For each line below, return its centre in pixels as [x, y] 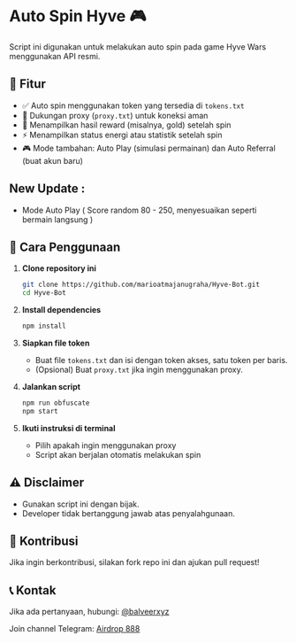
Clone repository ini [59, 268]
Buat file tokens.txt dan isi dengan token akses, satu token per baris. [161, 360]
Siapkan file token [56, 343]
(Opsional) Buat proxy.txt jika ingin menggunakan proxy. [139, 369]
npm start [40, 411]
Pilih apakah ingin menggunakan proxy [106, 445]
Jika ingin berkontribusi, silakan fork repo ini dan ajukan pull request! [134, 562]
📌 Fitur [28, 84]
